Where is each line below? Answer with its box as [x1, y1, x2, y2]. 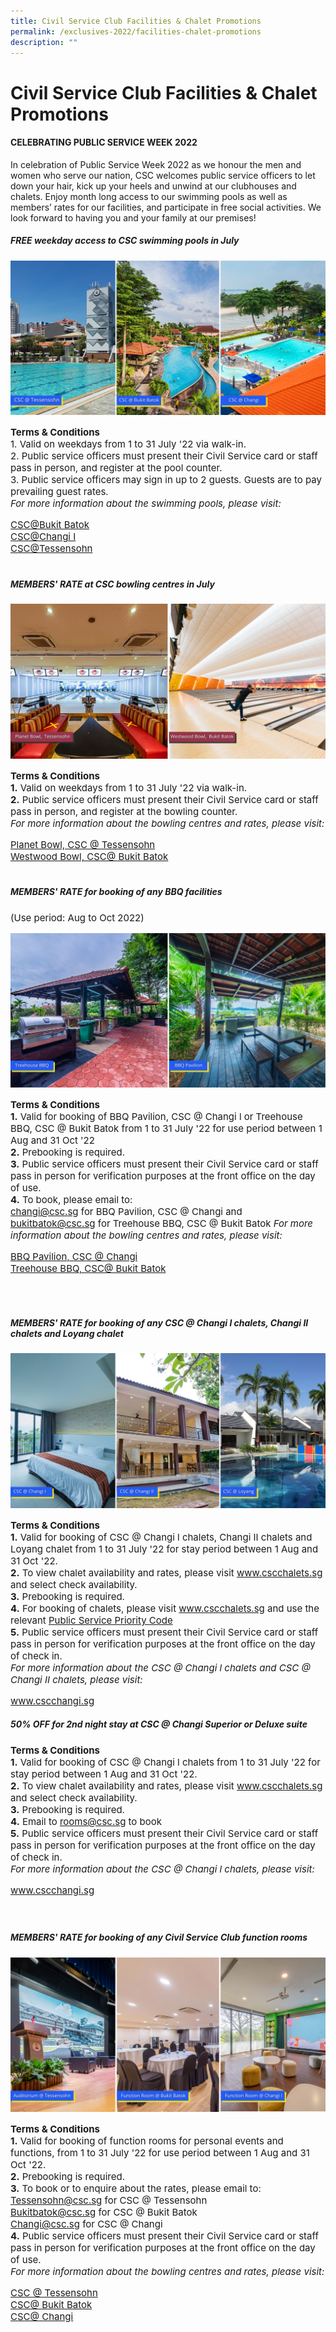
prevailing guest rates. [10, 485, 109, 499]
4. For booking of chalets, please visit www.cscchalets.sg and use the [10, 1601, 320, 1615]
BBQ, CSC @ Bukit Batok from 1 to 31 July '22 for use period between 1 [10, 1122, 323, 1135]
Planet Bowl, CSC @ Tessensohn [10, 838, 156, 851]
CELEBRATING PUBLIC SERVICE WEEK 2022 [10, 136, 198, 149]
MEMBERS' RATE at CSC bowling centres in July [10, 578, 215, 590]
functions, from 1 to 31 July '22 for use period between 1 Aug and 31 [10, 2146, 310, 2160]
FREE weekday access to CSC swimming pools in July [10, 235, 240, 247]
